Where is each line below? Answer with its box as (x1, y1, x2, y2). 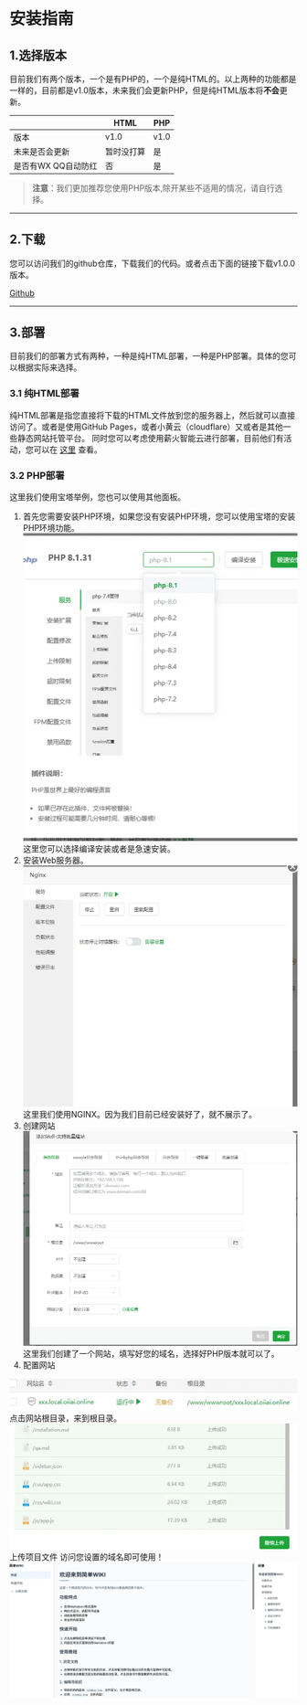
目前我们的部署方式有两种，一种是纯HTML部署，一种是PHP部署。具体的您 (9, 351, 290, 362)
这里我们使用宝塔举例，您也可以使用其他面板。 (9, 491, 185, 503)
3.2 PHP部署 (9, 469, 65, 482)
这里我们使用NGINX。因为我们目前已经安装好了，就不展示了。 (22, 1109, 258, 1120)
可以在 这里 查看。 (33, 444, 102, 455)
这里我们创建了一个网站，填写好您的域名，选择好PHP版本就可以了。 (22, 1348, 281, 1359)
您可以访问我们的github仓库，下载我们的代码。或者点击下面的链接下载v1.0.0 (9, 258, 295, 269)
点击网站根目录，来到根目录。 (9, 1413, 122, 1424)
